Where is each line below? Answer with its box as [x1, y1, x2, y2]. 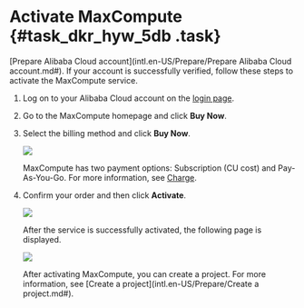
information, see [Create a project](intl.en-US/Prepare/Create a [22, 278, 260, 289]
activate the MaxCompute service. [9, 75, 138, 85]
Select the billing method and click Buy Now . [22, 127, 191, 138]
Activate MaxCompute [9, 6, 183, 27]
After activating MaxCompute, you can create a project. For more [22, 268, 266, 279]
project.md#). [22, 288, 74, 299]
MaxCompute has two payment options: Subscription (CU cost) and [22, 162, 277, 174]
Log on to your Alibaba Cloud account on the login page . [22, 93, 235, 104]
